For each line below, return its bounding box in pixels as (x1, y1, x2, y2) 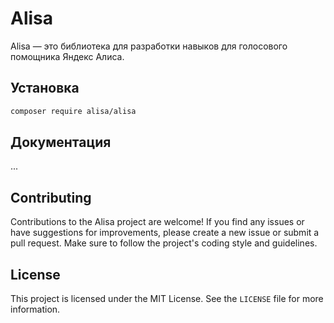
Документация (10, 134, 112, 151)
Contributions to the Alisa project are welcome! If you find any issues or (10, 216, 305, 228)
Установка (10, 80, 80, 97)
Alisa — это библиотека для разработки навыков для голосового (10, 40, 288, 52)
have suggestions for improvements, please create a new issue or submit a (10, 227, 320, 239)
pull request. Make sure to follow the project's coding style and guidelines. (10, 237, 318, 249)
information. (10, 303, 61, 316)
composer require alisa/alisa (10, 106, 137, 116)
